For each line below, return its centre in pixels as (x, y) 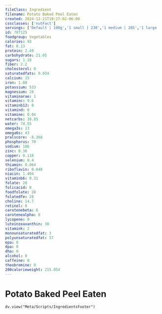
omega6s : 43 (17, 133)
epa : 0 (12, 242)
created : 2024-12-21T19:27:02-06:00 (42, 19)
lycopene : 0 (17, 220)
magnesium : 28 (20, 92)
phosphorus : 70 (21, 142)
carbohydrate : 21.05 (26, 55)
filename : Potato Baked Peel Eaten (41, 14)
